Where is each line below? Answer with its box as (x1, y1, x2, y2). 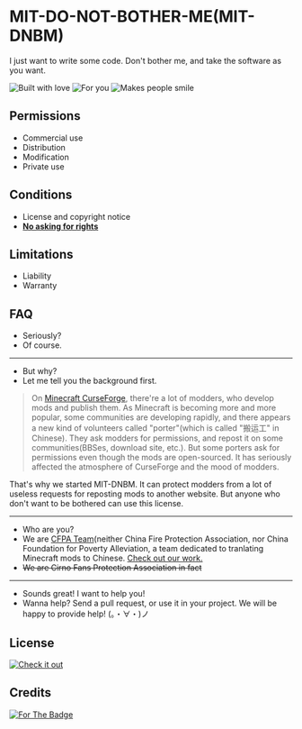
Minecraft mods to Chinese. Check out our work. (22, 552, 203, 564)
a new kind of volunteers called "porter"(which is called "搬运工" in (31, 423, 280, 433)
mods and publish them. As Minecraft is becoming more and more (31, 403, 277, 414)
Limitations (9, 246, 74, 262)
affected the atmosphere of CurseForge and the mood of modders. (31, 461, 280, 472)
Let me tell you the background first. (22, 376, 157, 387)
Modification (22, 151, 70, 162)
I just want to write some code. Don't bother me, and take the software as (9, 55, 281, 66)
